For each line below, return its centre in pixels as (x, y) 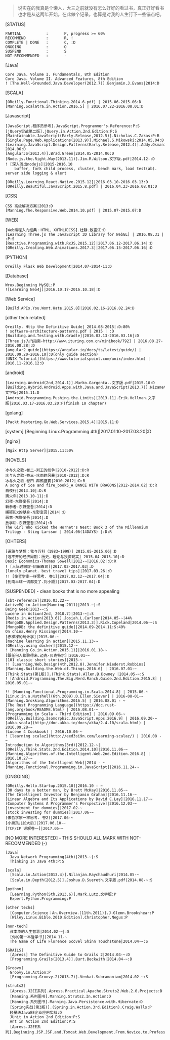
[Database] (17, 276)
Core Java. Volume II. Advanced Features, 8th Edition (64, 79)
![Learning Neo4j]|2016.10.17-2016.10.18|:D (53, 289)
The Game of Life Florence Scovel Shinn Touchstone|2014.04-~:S (79, 941)
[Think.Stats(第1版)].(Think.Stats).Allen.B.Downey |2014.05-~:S (75, 674)
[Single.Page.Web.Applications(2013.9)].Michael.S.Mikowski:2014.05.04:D (85, 140)
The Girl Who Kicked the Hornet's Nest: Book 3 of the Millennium (77, 527)
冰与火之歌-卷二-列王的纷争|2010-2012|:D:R (47, 470)
